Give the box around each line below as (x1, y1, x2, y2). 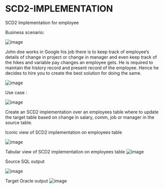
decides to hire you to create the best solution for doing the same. (5, 70, 142, 76)
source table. (5, 119, 33, 125)
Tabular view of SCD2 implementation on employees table (5, 148, 125, 154)
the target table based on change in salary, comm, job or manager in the (5, 114, 154, 120)
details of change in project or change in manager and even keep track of (5, 54, 157, 60)
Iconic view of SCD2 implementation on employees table (5, 129, 122, 135)
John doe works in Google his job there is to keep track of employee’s (5, 49, 149, 55)
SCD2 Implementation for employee (5, 20, 79, 26)
